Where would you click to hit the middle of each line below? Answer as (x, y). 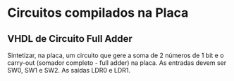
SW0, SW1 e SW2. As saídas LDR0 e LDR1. (69, 70)
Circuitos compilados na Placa (98, 13)
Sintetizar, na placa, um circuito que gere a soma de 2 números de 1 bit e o (116, 55)
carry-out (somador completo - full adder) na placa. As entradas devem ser (117, 63)
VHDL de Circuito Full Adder (70, 39)
